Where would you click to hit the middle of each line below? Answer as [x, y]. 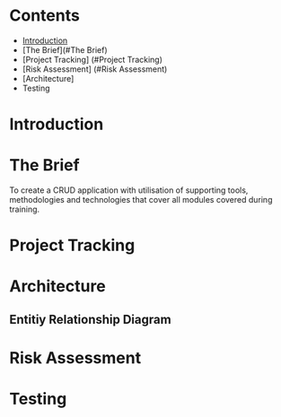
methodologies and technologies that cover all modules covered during [141, 200]
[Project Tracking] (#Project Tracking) [92, 59]
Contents [45, 16]
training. [25, 209]
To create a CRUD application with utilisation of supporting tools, [129, 190]
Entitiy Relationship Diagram [91, 319]
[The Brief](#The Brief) [65, 49]
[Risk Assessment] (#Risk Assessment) [95, 69]
